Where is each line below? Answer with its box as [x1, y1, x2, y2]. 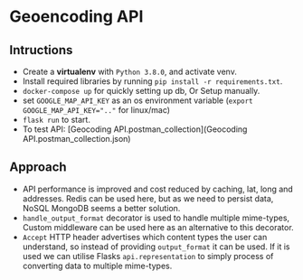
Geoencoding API [9, 6, 144, 27]
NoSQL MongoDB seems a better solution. [22, 202, 181, 213]
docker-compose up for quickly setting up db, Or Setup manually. [22, 86, 260, 96]
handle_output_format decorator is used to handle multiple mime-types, [22, 212, 290, 223]
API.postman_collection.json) [22, 134, 131, 144]
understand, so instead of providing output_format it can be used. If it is [22, 241, 290, 252]
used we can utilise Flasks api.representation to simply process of [22, 250, 274, 261]
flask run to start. [22, 115, 90, 125]
